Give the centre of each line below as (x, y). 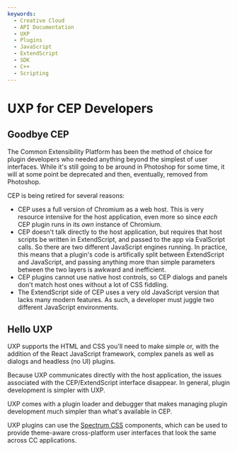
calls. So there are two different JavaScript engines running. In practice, (122, 247)
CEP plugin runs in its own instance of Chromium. (90, 224)
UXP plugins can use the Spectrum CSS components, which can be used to (117, 425)
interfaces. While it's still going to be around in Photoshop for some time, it (116, 167)
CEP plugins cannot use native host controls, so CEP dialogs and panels (122, 277)
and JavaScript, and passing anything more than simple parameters (116, 262)
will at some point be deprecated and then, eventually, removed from (108, 174)
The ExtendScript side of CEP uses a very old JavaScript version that (118, 292)
